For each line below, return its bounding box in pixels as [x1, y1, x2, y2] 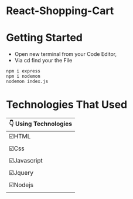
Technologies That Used [6, 98, 128, 111]
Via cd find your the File [14, 57, 73, 64]
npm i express [6, 68, 41, 74]
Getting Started [6, 31, 83, 45]
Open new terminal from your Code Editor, [14, 51, 117, 58]
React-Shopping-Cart [6, 4, 114, 18]
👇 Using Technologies [9, 120, 72, 128]
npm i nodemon [6, 74, 41, 79]
